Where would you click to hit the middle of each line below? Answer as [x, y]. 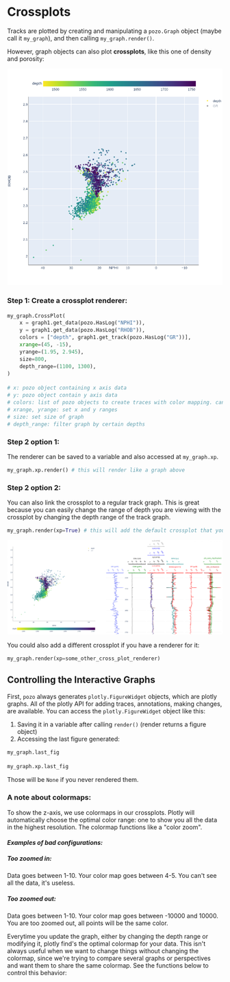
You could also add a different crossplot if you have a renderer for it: [103, 645]
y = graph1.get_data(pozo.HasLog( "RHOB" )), [82, 330]
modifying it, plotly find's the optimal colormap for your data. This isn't [106, 944]
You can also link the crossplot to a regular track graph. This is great [103, 503]
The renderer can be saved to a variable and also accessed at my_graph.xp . [113, 456]
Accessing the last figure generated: [68, 739]
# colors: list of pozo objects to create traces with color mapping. [110, 403]
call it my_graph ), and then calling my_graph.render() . [81, 38]
